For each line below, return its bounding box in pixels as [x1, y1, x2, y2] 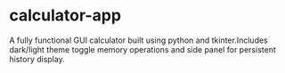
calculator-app [9, 5, 122, 26]
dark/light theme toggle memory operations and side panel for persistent [9, 44, 276, 54]
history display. [9, 53, 65, 64]
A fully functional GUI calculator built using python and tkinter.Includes [9, 35, 269, 45]
